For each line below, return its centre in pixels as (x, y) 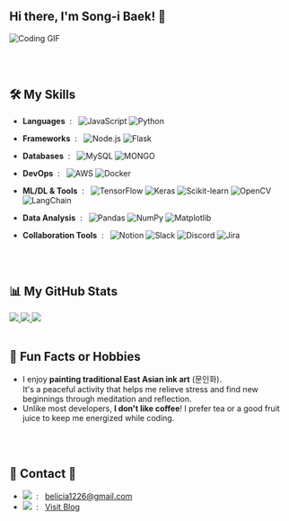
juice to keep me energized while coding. (98, 418)
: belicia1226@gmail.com (84, 497)
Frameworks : (50, 138)
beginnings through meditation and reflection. (107, 399)
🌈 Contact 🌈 (43, 473)
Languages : (47, 121)
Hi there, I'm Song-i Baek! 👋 (88, 17)
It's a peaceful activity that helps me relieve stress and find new (140, 390)
